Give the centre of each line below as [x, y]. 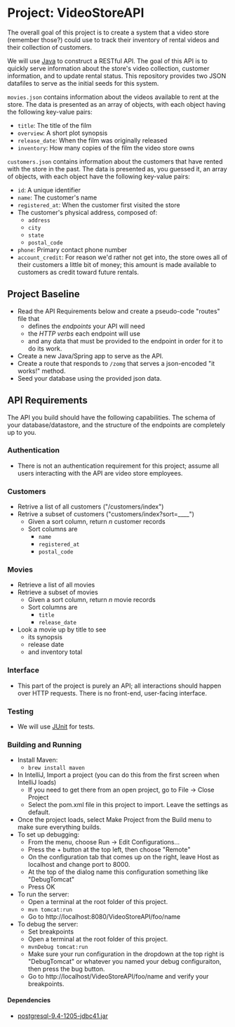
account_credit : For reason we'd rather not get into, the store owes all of [122, 257]
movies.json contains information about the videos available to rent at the [113, 97]
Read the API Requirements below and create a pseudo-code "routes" [119, 311]
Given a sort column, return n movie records [92, 600]
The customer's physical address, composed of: [87, 212]
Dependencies [29, 1000]
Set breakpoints [51, 931]
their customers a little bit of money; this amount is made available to [117, 264]
